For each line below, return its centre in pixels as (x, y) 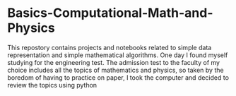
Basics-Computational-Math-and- (110, 13)
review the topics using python (52, 85)
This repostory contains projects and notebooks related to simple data (110, 47)
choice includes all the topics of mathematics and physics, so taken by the (116, 70)
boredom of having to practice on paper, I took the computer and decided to (118, 77)
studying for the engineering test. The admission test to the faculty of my (114, 62)
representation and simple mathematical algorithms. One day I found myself (118, 55)
